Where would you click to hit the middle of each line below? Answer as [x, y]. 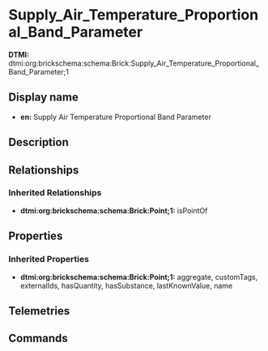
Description [38, 142]
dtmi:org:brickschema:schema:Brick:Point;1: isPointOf [114, 210]
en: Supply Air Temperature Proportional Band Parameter [116, 117]
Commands [38, 338]
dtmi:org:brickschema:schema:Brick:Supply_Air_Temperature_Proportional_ [134, 63]
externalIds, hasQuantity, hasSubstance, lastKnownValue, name [126, 285]
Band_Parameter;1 [38, 71]
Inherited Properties [49, 259]
